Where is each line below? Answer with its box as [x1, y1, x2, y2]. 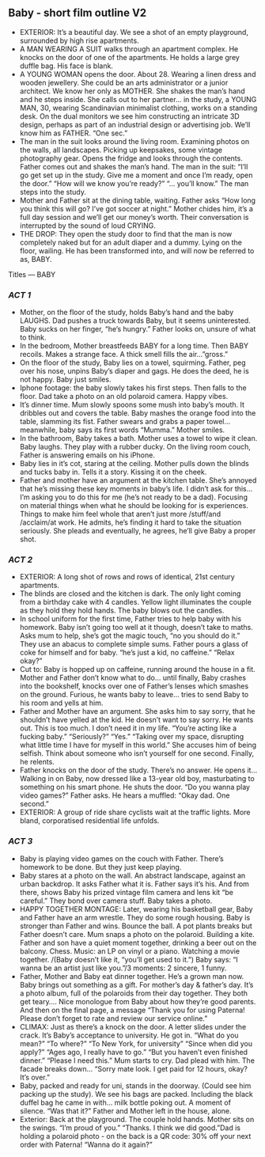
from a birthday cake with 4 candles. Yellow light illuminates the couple [19, 597, 252, 607]
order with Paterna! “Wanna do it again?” [19, 1140, 153, 1149]
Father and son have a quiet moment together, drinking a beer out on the [19, 938, 257, 947]
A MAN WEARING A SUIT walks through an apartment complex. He [19, 44, 239, 54]
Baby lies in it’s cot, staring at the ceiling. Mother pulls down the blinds [19, 459, 249, 468]
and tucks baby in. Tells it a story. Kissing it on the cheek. [19, 467, 207, 477]
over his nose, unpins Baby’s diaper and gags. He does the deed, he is [19, 366, 249, 376]
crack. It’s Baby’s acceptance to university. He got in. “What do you [19, 1030, 239, 1040]
